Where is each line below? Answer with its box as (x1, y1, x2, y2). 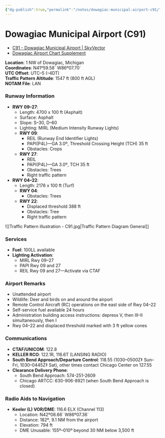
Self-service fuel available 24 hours (12, 307, 84, 313)
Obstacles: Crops (27, 146, 62, 152)
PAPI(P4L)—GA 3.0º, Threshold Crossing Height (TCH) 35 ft (27, 140, 148, 146)
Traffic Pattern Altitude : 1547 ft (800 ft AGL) (5, 75, 96, 81)
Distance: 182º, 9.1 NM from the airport (19, 417, 98, 423)
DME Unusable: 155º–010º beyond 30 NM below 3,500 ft (19, 427, 134, 434)
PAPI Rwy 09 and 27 (19, 263, 61, 269)
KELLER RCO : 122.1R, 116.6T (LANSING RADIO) (12, 351, 107, 357)
